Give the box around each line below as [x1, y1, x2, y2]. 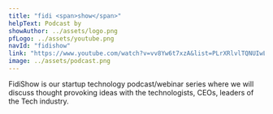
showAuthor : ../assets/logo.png [8, 27, 118, 35]
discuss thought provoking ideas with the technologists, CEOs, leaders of [8, 87, 254, 97]
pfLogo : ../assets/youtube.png [8, 34, 115, 43]
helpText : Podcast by [8, 19, 82, 27]
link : [8, 49, 27, 57]
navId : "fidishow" [8, 42, 71, 50]
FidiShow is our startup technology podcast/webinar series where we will [8, 78, 254, 89]
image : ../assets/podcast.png [8, 57, 111, 65]
